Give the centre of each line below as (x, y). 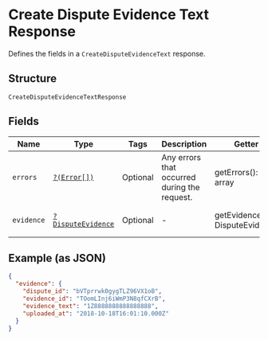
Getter (246, 143)
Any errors (181, 157)
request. (177, 197)
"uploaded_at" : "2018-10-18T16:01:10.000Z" (96, 313)
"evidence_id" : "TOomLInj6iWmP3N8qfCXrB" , (94, 299)
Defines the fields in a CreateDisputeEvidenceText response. (107, 53)
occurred (179, 177)
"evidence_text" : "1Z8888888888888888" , (91, 306)
